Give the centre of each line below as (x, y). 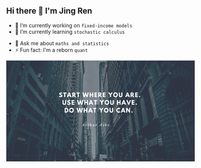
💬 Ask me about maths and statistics (62, 43)
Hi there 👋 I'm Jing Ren (49, 11)
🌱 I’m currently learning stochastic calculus (70, 32)
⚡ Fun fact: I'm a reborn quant (51, 50)
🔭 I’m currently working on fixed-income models (74, 25)
